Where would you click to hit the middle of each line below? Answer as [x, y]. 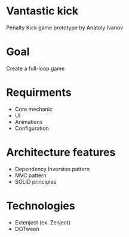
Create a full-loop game [36, 68]
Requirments [39, 92]
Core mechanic [33, 109]
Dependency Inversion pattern [52, 169]
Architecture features [61, 152]
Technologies [41, 206]
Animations [29, 121]
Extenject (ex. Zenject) [42, 222]
